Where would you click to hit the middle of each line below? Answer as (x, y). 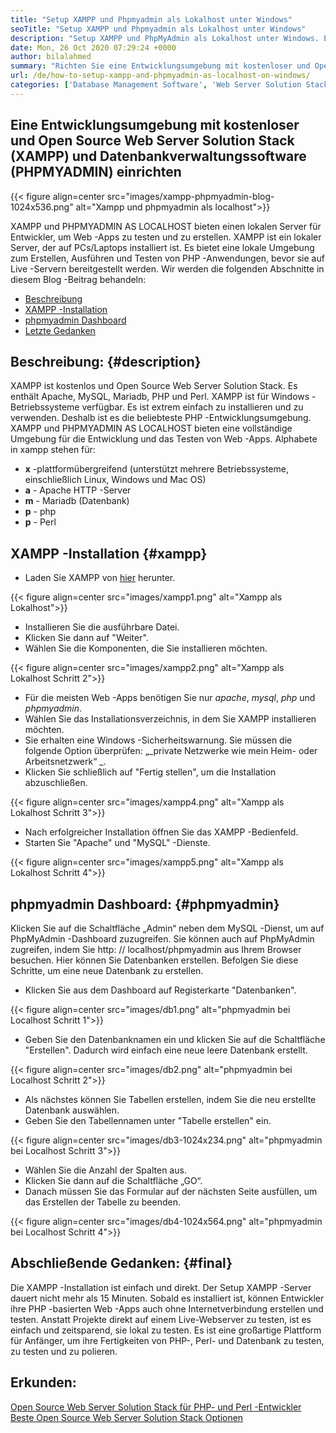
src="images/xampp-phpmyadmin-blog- (190, 196)
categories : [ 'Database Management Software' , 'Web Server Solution (156, 85)
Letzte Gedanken (60, 330)
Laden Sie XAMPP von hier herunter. (100, 578)
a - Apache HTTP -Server (78, 490)
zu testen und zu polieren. (64, 1351)
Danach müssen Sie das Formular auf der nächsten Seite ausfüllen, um (171, 1191)
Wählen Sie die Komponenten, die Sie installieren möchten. (146, 648)
